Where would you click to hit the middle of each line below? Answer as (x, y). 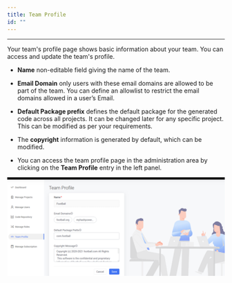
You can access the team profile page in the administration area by (113, 160)
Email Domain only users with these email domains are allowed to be (115, 83)
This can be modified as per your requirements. (85, 126)
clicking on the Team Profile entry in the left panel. (89, 167)
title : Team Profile (37, 15)
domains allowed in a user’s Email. (66, 98)
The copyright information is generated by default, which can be (109, 139)
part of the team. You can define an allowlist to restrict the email (108, 91)
